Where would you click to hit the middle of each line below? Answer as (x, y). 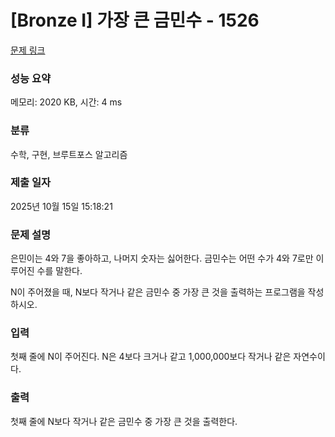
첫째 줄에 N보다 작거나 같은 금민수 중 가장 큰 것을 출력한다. (124, 421)
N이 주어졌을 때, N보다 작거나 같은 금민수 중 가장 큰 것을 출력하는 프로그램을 (158, 292)
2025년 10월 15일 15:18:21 (61, 206)
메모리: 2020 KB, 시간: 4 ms (66, 102)
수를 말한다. (59, 271)
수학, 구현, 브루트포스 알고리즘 (69, 154)
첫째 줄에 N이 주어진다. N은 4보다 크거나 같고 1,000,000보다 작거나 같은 (151, 357)
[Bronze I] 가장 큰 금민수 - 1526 (135, 20)
